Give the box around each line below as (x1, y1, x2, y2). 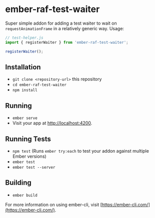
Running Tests (5, 135, 51, 143)
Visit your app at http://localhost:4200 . (12, 120, 92, 126)
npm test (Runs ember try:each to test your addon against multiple (12, 148, 149, 154)
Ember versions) (12, 153, 46, 159)
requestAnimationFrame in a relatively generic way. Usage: (5, 25, 124, 31)
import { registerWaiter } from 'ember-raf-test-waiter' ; (5, 40, 128, 45)
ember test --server (12, 165, 55, 170)
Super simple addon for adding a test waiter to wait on (5, 20, 117, 26)
